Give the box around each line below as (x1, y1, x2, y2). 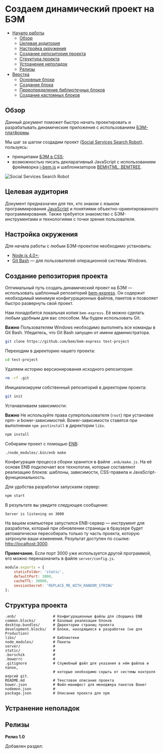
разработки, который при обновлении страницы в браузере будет (5, 525, 143, 531)
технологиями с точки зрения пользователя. (43, 216, 136, 222)
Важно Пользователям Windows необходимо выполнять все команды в (5, 324, 156, 330)
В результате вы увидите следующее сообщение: (5, 502, 109, 508)
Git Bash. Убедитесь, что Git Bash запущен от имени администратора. (5, 330, 150, 336)
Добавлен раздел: (5, 743, 43, 749)
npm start (5, 494, 25, 498)
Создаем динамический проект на (5, 3, 155, 15)
